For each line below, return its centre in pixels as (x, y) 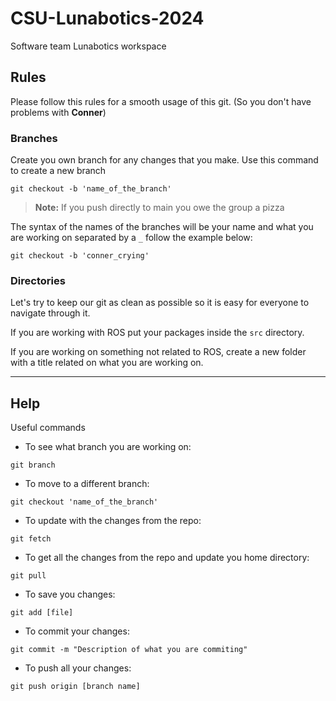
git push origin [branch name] (75, 687)
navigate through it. (50, 313)
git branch (33, 465)
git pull (28, 576)
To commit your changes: (77, 631)
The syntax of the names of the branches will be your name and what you (162, 227)
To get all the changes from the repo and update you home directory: (167, 558)
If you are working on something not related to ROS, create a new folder (158, 352)
